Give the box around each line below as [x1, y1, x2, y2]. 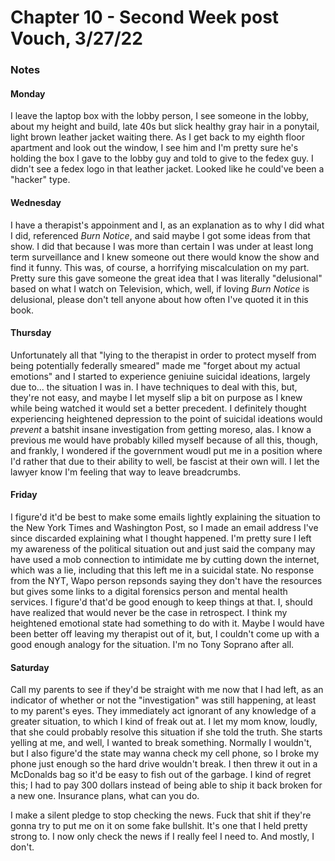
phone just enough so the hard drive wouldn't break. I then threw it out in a [10, 758, 318, 770]
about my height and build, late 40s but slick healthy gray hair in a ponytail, [10, 121, 320, 133]
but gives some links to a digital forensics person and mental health [10, 585, 288, 597]
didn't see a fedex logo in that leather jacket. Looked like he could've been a [10, 163, 325, 175]
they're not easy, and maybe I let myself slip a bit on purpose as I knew [10, 391, 303, 403]
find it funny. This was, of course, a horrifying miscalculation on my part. [10, 261, 310, 273]
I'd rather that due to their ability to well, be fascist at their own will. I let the [10, 455, 320, 467]
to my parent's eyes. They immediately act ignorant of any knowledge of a [10, 705, 317, 717]
